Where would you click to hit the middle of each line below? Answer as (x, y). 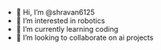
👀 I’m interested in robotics (60, 21)
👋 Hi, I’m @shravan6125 (55, 12)
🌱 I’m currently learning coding (67, 29)
